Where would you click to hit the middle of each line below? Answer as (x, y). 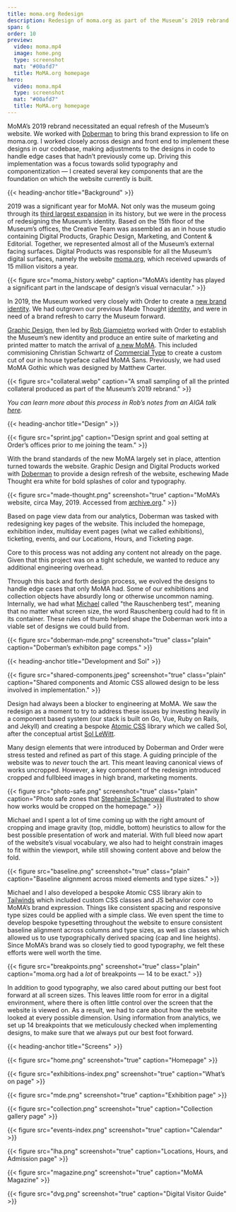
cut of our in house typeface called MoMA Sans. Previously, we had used (114, 360)
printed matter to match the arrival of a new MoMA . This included (102, 345)
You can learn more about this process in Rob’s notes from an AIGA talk (112, 402)
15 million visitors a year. (43, 266)
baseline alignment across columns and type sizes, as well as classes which (118, 930)
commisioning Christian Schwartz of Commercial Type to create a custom (115, 352)
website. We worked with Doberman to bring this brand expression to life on (118, 133)
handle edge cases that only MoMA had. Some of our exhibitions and (108, 589)
